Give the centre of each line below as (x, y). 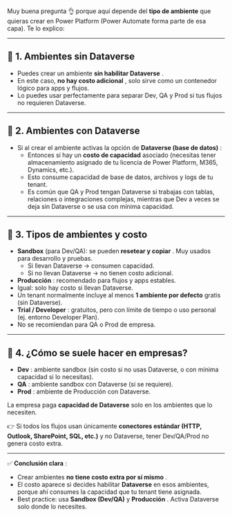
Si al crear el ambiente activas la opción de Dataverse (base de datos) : (119, 147)
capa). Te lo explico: (36, 28)
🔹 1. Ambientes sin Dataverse (71, 56)
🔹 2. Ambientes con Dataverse (74, 131)
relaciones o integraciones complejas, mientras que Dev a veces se (123, 199)
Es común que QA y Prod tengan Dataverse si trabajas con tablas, (121, 192)
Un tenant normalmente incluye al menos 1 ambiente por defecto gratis (119, 295)
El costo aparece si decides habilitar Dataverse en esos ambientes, (113, 485)
